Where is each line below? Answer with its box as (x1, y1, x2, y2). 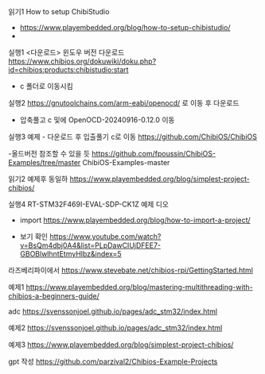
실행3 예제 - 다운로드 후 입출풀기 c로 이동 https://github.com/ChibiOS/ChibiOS (8, 132, 257, 141)
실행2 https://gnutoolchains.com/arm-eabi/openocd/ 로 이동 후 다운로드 (8, 98, 240, 107)
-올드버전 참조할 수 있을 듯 (8, 149, 90, 158)
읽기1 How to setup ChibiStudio (8, 7, 110, 16)
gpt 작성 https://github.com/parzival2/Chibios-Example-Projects (8, 357, 218, 366)
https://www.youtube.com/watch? (49, 232, 162, 241)
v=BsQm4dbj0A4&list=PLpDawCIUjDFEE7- (19, 241, 162, 250)
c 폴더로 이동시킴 (19, 82, 73, 91)
